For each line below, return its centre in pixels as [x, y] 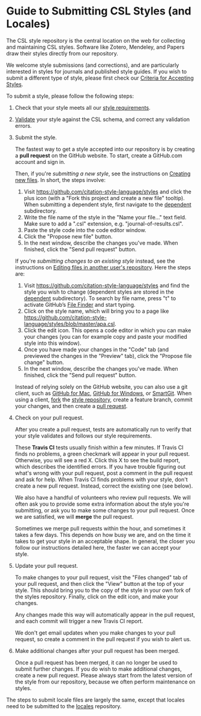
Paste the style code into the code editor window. [85, 230]
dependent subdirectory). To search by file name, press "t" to [100, 298]
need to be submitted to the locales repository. [64, 706]
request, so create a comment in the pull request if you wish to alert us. [103, 639]
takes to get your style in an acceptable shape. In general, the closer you [105, 541]
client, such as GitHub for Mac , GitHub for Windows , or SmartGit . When [103, 393]
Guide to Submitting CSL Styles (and [99, 11]
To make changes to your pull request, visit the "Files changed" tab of [101, 577]
